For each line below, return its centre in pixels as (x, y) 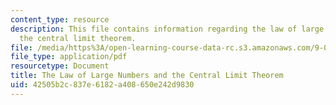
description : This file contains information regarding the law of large (167, 29)
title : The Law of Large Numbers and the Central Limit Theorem (147, 76)
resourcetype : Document (60, 66)
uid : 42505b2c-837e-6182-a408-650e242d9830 (102, 85)
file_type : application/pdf (69, 57)
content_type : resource (60, 19)
